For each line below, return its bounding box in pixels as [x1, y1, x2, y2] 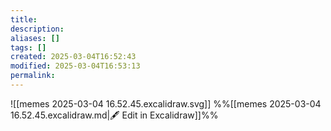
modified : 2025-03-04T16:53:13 [10, 61, 141, 71]
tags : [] [10, 42, 47, 53]
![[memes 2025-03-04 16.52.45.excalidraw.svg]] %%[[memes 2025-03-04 [10, 97, 322, 110]
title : [10, 14, 38, 25]
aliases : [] [10, 33, 60, 43]
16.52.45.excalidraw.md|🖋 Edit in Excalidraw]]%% [10, 109, 219, 121]
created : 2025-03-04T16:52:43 [10, 52, 137, 62]
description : [10, 24, 65, 34]
